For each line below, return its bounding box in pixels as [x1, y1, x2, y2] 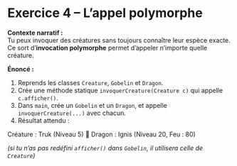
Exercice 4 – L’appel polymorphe [7, 5, 203, 21]
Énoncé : [7, 65, 34, 73]
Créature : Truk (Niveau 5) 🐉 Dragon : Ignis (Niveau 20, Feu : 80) [7, 130, 196, 138]
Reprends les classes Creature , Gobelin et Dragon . [17, 78, 164, 87]
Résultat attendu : [17, 116, 70, 125]
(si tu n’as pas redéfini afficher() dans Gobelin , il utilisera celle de [7, 143, 204, 152]
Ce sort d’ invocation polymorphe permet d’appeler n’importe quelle [7, 43, 208, 52]
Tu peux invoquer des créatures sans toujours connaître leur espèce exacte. [7, 35, 231, 44]
